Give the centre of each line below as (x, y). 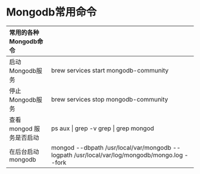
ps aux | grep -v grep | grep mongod (103, 128)
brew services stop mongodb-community (110, 99)
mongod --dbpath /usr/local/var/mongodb (111, 147)
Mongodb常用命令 (51, 12)
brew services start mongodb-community (110, 70)
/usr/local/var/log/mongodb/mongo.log (129, 155)
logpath (62, 155)
